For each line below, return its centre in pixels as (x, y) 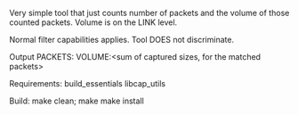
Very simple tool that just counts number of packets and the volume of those (149, 13)
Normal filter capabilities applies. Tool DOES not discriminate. (121, 40)
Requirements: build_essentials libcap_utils (88, 83)
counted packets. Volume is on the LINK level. (93, 22)
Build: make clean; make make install (77, 101)
